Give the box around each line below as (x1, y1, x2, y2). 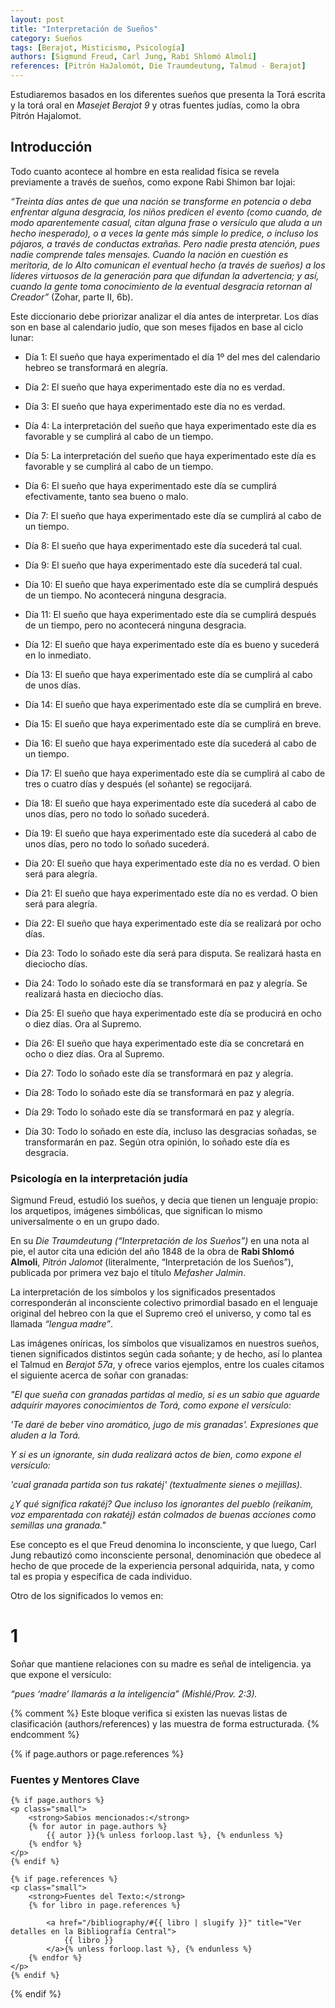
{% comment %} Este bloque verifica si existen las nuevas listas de (10, 1707, 288, 1720)
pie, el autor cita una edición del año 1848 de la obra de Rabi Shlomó (10, 1246, 295, 1258)
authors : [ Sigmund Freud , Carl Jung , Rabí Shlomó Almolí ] (10, 52, 257, 62)
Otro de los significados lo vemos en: (10, 1590, 164, 1602)
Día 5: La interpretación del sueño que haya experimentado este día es (24, 449, 317, 461)
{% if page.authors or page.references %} (10, 1748, 185, 1760)
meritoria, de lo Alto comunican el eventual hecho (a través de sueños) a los (10, 259, 326, 271)
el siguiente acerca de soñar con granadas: (10, 1369, 189, 1381)
